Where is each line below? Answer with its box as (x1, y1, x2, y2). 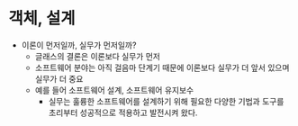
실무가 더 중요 (34, 73, 84, 84)
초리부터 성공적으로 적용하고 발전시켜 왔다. (48, 107, 198, 118)
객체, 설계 (8, 8, 76, 29)
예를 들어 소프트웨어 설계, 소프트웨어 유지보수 (34, 85, 194, 95)
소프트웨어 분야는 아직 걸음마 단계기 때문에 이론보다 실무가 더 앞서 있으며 (34, 62, 290, 73)
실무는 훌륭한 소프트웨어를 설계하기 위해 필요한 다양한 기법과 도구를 (48, 95, 284, 106)
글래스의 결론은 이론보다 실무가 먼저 (34, 50, 161, 61)
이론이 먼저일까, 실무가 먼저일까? (21, 40, 137, 50)
